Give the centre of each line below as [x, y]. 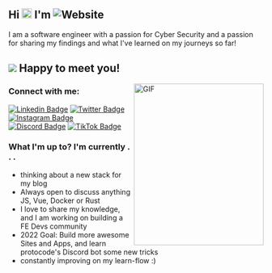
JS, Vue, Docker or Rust [60, 200]
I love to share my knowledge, [70, 209]
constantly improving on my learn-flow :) [88, 260]
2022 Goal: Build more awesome [74, 234]
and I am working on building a [72, 217]
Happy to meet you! [70, 68]
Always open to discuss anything [75, 191]
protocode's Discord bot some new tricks [89, 252]
